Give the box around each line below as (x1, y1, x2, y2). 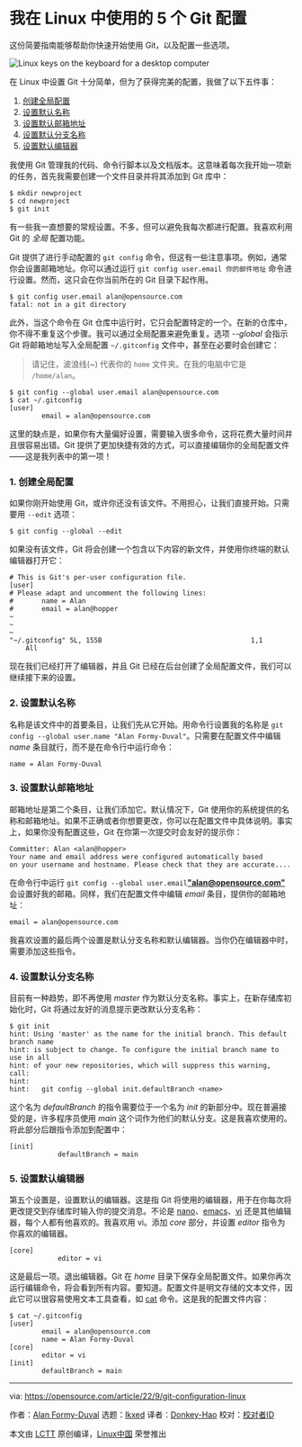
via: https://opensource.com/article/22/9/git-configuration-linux (9, 1391, 246, 1402)
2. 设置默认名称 (9, 697, 76, 709)
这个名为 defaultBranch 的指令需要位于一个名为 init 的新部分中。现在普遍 (9, 1101, 280, 1112)
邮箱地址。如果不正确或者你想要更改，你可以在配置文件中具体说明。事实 (24, 815, 293, 826)
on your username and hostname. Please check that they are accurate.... (9, 860, 292, 869)
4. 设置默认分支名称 (9, 970, 94, 983)
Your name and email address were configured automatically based (9, 852, 263, 861)
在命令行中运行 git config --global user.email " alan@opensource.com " (9, 876, 286, 887)
